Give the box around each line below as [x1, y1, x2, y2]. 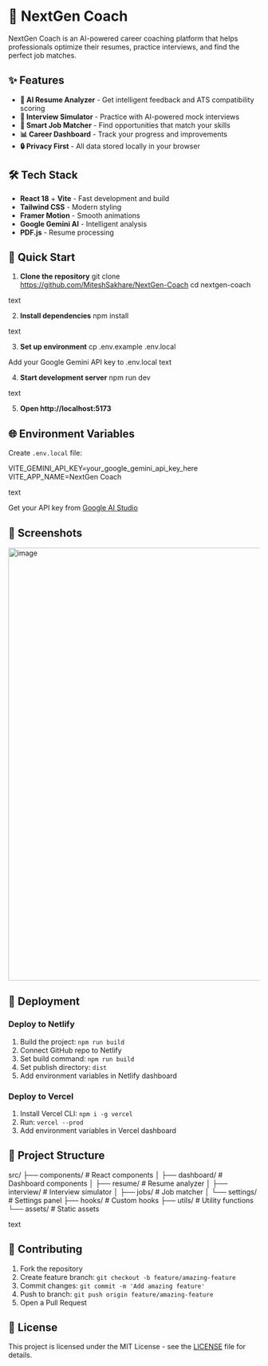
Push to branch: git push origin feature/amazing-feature [19, 1289, 214, 1299]
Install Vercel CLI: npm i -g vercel [19, 1108, 133, 1118]
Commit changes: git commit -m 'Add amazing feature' [19, 1281, 205, 1290]
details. [8, 1350, 33, 1360]
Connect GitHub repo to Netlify [19, 1045, 122, 1055]
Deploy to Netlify [8, 1019, 75, 1030]
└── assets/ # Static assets [8, 1204, 100, 1214]
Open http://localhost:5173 [19, 404, 112, 413]
